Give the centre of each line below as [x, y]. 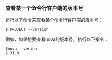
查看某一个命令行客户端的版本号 [44, 8]
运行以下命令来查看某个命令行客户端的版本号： [54, 20]
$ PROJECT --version [27, 29]
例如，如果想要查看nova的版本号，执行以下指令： [57, 39]
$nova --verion [21, 49]
